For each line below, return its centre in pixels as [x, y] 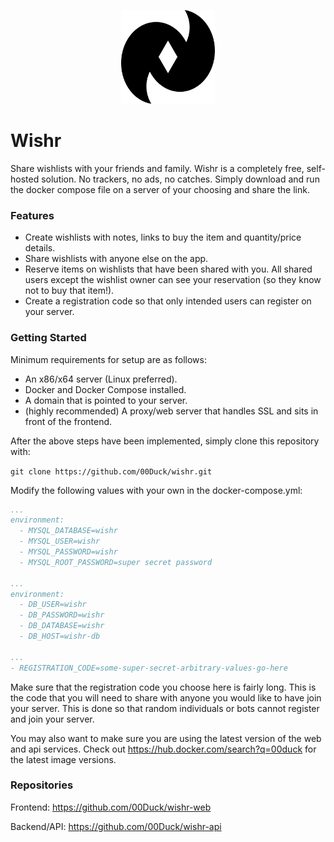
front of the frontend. [68, 421]
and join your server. [52, 719]
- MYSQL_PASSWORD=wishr [68, 552]
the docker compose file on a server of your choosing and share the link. [160, 189]
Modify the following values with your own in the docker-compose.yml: [156, 490]
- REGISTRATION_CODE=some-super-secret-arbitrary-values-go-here [149, 668]
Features [32, 215]
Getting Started [48, 338]
